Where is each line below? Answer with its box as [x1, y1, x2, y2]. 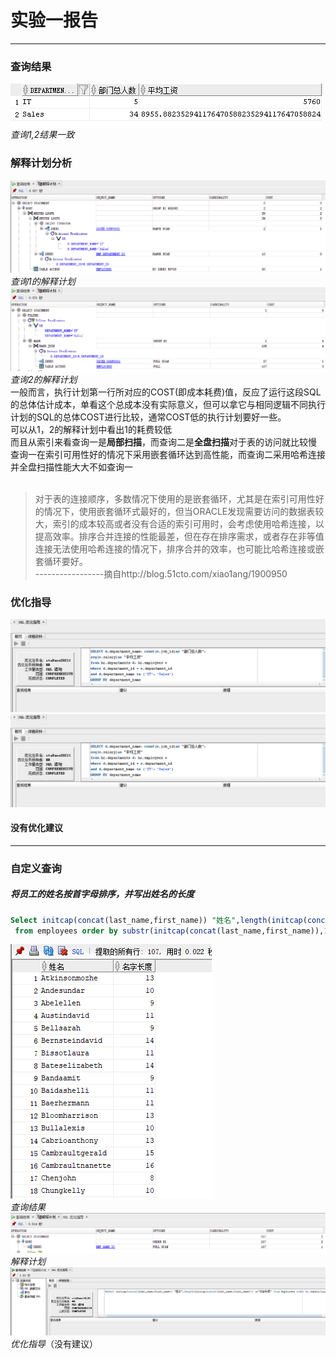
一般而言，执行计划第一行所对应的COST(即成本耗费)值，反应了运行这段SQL [10, 386, 322, 398]
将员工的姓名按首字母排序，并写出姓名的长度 [10, 888, 195, 900]
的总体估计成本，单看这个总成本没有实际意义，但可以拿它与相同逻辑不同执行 [10, 399, 326, 411]
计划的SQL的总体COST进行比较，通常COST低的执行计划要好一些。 [10, 411, 287, 423]
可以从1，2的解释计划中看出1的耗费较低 [10, 424, 172, 436]
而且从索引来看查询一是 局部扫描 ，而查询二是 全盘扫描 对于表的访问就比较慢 [10, 436, 317, 448]
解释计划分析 [10, 156, 73, 170]
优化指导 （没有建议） [10, 1337, 98, 1350]
